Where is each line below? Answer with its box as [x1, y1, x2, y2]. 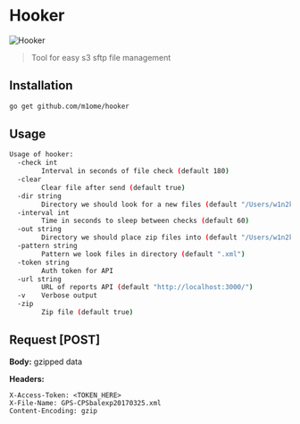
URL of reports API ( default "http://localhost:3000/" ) [41, 283, 254, 292]
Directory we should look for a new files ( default [41, 200, 238, 209]
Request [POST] [9, 332, 101, 348]
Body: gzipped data [9, 356, 83, 367]
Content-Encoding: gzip [9, 406, 98, 415]
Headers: [9, 373, 45, 384]
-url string [17, 274, 62, 284]
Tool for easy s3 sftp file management [30, 52, 171, 62]
